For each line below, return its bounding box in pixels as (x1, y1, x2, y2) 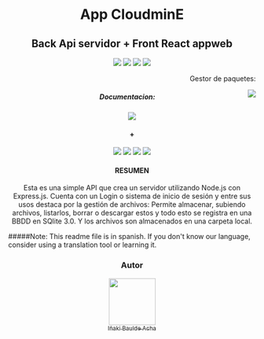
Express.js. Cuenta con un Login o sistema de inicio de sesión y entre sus (13, 191, 251, 201)
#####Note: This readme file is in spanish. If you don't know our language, (8, 232, 251, 241)
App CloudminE (79, 6, 185, 24)
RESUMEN (115, 165, 149, 175)
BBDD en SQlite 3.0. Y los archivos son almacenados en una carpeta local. (11, 216, 253, 226)
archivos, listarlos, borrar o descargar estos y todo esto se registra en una (12, 208, 252, 218)
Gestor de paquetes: (189, 74, 256, 83)
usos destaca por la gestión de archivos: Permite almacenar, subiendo (18, 200, 246, 209)
